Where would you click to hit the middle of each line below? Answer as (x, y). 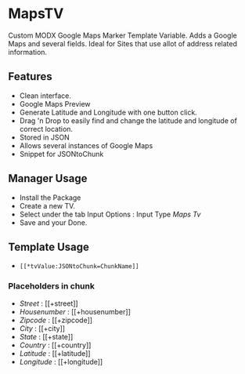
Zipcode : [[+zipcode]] (56, 320)
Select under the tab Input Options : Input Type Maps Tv (110, 214)
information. (28, 52)
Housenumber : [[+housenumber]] (75, 311)
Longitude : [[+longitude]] (61, 361)
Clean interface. (45, 96)
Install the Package (50, 198)
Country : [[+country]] (55, 345)
